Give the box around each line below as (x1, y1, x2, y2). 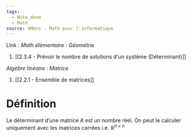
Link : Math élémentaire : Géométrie (6, 42, 95, 49)
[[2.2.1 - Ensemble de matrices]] (14, 76, 95, 83)
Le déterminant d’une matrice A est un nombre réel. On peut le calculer (6, 117, 181, 124)
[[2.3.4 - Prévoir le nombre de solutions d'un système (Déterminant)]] (14, 53, 187, 60)
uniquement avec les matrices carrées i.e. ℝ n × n (6, 123, 125, 131)
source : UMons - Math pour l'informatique (6, 25, 114, 32)
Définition (6, 97, 57, 111)
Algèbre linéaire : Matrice (6, 65, 69, 72)
